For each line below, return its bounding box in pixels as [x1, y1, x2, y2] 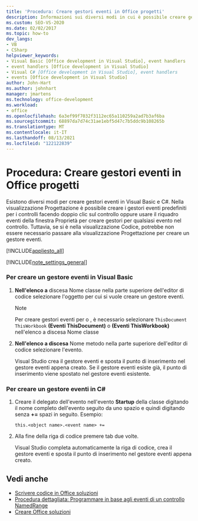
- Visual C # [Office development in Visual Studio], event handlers [6, 69, 178, 75]
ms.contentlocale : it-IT [6, 129, 67, 136]
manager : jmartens [6, 91, 51, 97]
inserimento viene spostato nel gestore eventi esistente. [14, 370, 151, 377]
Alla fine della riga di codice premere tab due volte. [14, 432, 139, 440]
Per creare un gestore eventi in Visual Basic [6, 273, 134, 281]
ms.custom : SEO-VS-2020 [6, 19, 65, 25]
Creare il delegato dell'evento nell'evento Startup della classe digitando [14, 398, 189, 405]
